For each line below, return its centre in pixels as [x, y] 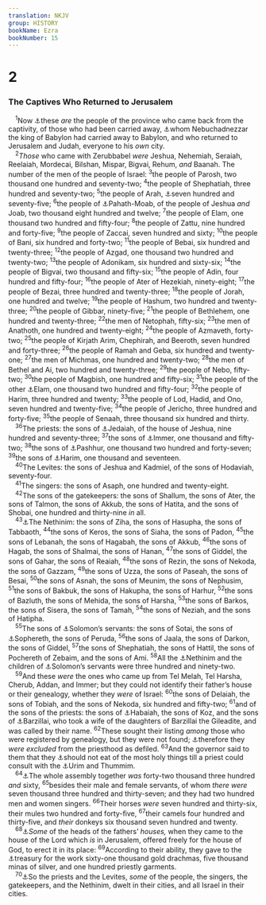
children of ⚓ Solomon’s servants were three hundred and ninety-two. [122, 666]
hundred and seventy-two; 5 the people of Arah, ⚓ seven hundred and [121, 193]
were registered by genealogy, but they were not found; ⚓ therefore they [127, 739]
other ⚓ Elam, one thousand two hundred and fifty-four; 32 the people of [125, 388]
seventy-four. [30, 476]
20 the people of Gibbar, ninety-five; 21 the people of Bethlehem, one [139, 310]
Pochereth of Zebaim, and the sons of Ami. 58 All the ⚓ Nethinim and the [125, 657]
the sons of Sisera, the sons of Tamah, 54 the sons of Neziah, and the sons [130, 610]
